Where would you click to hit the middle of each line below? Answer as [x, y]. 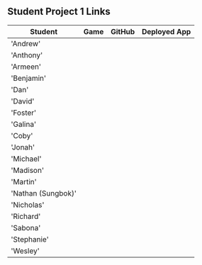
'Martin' [24, 181]
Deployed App [166, 31]
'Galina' [24, 124]
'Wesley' [26, 251]
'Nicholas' [28, 205]
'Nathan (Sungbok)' [44, 193]
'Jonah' [23, 147]
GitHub [123, 31]
